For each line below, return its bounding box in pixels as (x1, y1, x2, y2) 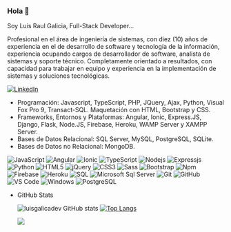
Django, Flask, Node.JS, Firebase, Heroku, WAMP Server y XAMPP (17, 120, 208, 129)
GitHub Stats (17, 191, 54, 199)
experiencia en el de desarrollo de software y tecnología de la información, (7, 43, 220, 51)
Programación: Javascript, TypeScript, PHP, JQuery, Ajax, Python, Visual (17, 98, 224, 107)
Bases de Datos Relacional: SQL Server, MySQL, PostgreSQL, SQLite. (17, 135, 214, 143)
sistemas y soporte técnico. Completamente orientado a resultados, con (7, 57, 212, 65)
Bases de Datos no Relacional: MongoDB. (17, 143, 136, 151)
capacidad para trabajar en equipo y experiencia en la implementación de (7, 65, 217, 73)
